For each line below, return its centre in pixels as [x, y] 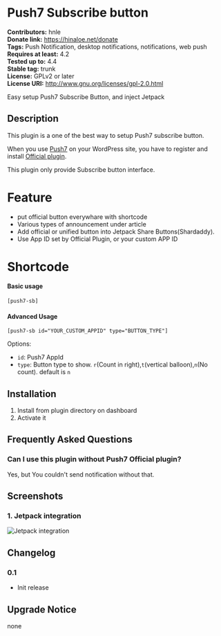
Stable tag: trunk [31, 69]
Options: [19, 344]
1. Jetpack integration [44, 516]
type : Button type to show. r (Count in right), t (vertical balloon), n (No [113, 364]
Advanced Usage [32, 316]
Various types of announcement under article [81, 224]
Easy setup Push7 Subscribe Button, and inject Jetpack [86, 97]
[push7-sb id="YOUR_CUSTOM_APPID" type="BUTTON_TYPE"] [88, 331]
